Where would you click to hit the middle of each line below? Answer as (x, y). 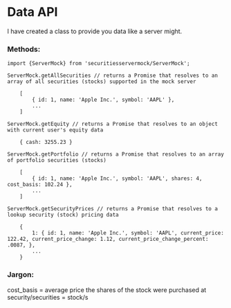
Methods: (24, 49)
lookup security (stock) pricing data (63, 215)
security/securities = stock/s (48, 297)
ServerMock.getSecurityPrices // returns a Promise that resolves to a (112, 209)
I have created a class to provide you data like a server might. (95, 31)
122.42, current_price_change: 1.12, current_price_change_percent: (108, 239)
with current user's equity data (55, 130)
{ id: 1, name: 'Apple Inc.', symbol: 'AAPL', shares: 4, (117, 179)
